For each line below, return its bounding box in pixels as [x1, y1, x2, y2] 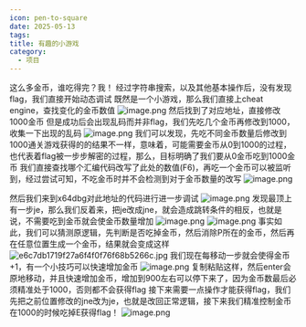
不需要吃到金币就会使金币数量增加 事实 [25, 216, 275, 227]
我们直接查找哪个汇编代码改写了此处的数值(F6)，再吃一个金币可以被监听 [19, 162, 292, 173]
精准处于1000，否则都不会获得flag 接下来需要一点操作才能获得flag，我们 [16, 284, 291, 295]
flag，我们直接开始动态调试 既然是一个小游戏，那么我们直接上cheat [9, 93, 263, 104]
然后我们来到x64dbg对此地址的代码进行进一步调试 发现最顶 [9, 193, 285, 204]
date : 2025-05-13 [9, 22, 76, 31]
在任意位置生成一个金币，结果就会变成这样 [9, 238, 170, 249]
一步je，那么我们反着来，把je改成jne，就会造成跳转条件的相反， [16, 205, 259, 215]
